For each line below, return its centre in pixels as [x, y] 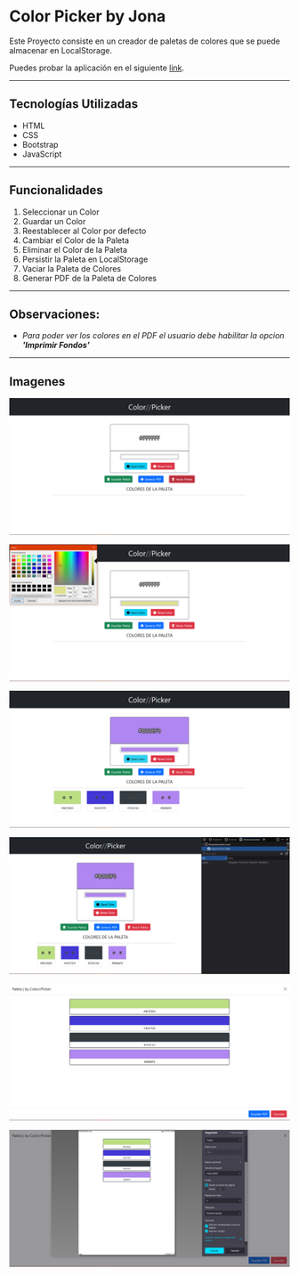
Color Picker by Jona [88, 16]
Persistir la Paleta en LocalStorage [85, 259]
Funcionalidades [57, 190]
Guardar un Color [54, 221]
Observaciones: [55, 314]
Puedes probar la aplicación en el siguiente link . [97, 68]
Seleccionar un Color [61, 212]
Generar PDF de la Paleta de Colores [89, 278]
